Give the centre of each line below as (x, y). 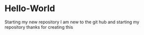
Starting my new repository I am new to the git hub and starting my (72, 22)
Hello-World (30, 9)
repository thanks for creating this (39, 27)
